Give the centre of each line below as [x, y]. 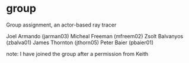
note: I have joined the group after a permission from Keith [77, 54]
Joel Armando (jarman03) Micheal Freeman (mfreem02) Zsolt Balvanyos [95, 36]
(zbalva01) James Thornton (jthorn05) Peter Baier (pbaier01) [80, 42]
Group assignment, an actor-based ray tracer [61, 25]
